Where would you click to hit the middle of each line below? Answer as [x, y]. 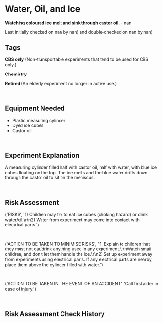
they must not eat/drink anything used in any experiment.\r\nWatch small [78, 249]
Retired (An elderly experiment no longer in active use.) [61, 83]
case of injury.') [21, 289]
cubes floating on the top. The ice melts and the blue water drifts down [76, 173]
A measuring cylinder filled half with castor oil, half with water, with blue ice [81, 167]
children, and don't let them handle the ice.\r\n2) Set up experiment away [79, 254]
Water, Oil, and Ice [43, 9]
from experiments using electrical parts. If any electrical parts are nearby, [79, 260]
